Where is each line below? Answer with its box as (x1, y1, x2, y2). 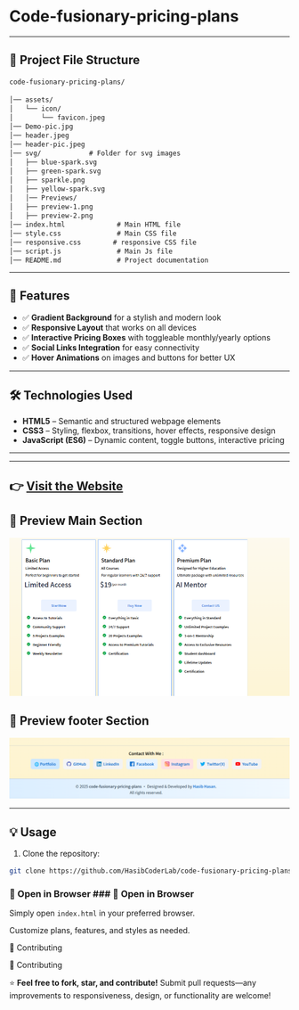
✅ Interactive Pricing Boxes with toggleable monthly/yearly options (21, 332, 271, 342)
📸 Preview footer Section (9, 713, 149, 728)
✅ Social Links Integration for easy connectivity (21, 341, 200, 353)
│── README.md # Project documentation (9, 256, 209, 265)
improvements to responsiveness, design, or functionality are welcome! (9, 990, 271, 1001)
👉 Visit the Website (9, 479, 124, 494)
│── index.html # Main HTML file (9, 220, 181, 229)
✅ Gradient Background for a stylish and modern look (21, 312, 222, 323)
